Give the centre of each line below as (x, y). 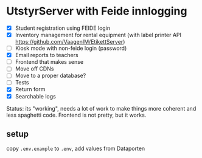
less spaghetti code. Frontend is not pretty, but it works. (76, 115)
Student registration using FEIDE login (63, 28)
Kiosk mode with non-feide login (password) (71, 48)
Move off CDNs (34, 69)
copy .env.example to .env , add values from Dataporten (76, 149)
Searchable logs (35, 96)
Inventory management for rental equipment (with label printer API (98, 35)
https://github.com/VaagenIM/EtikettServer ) (70, 42)
